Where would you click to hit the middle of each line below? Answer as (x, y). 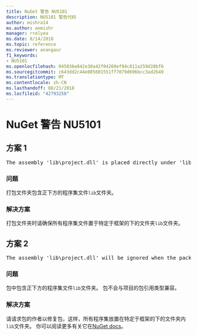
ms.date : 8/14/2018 (30, 39)
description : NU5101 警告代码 (41, 17)
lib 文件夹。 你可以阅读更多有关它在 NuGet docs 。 (66, 326)
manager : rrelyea (27, 34)
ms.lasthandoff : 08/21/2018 (40, 88)
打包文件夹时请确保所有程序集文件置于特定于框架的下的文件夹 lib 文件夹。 (95, 223)
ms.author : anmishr (30, 28)
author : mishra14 (27, 22)
